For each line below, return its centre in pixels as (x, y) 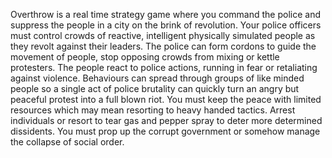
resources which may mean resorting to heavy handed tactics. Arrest (153, 110)
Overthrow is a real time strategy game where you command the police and (165, 14)
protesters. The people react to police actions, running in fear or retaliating (164, 67)
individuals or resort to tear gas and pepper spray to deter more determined (166, 120)
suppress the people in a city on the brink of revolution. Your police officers (166, 25)
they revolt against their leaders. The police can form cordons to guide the (163, 46)
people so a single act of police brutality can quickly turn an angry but (155, 88)
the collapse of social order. (67, 142)
